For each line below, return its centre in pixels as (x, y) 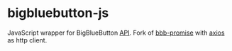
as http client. (27, 40)
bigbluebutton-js (58, 13)
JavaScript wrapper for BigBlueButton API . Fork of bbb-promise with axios (116, 33)
